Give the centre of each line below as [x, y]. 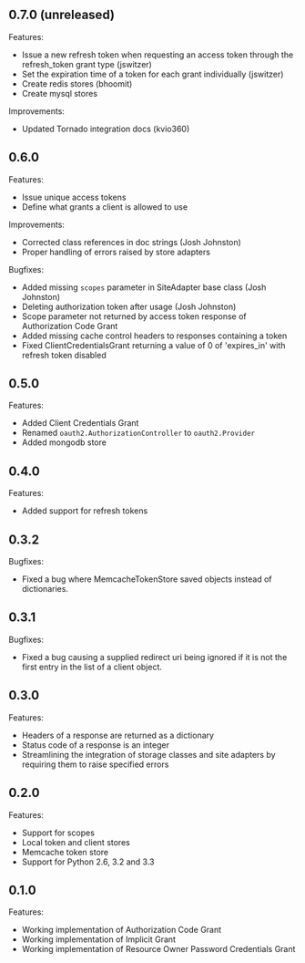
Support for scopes [58, 833]
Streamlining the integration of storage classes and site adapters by [148, 754]
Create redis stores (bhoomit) [77, 83]
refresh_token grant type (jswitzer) [86, 64]
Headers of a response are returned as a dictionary [118, 735]
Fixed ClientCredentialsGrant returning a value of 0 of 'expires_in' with [153, 345]
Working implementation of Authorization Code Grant [122, 930]
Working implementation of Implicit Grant [99, 939]
